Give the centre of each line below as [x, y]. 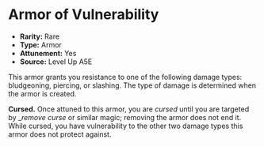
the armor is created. [42, 93]
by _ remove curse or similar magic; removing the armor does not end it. [125, 117]
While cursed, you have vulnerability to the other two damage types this [126, 126]
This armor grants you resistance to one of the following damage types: [125, 77]
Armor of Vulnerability [84, 15]
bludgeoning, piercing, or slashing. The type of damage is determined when [132, 85]
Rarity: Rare [40, 36]
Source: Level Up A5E [56, 62]
